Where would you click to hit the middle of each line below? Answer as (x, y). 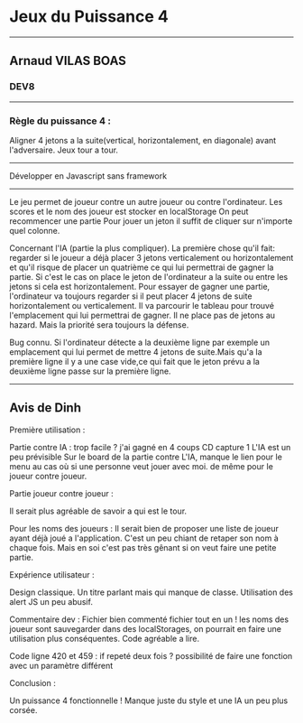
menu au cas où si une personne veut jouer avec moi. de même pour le (141, 466)
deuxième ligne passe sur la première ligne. (90, 371)
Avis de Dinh (45, 408)
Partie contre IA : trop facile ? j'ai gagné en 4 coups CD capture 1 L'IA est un (150, 447)
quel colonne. (35, 230)
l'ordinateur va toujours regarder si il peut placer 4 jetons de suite (131, 296)
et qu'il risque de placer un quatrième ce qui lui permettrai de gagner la (142, 267)
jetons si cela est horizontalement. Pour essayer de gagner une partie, (140, 286)
